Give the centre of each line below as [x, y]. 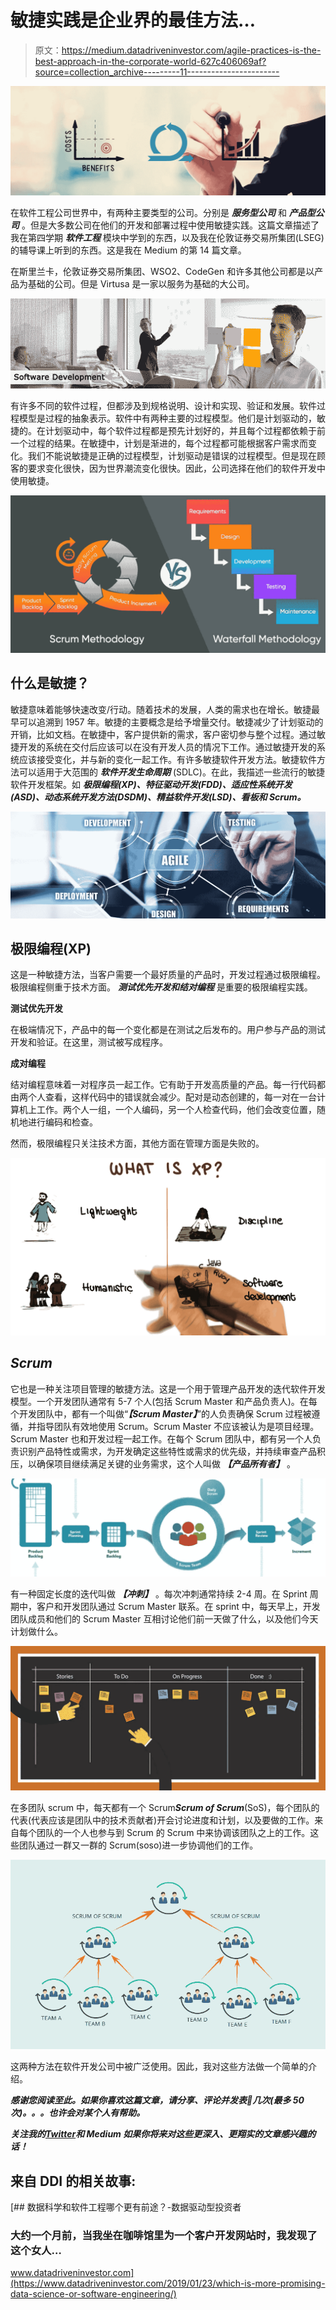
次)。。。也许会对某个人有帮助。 [78, 2113]
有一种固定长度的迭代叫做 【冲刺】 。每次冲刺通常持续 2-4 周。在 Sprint [159, 1593]
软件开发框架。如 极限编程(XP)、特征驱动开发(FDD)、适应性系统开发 [151, 784]
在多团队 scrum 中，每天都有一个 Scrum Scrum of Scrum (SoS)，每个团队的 [165, 1807]
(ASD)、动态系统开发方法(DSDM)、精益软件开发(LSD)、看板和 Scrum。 [158, 797]
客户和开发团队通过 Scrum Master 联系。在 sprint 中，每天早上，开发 [178, 1606]
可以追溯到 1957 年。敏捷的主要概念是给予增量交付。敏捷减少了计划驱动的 [171, 722]
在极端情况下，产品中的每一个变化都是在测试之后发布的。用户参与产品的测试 [168, 1030]
